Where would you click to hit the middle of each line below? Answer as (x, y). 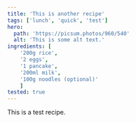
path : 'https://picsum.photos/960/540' (72, 33)
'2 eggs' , (34, 60)
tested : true (26, 92)
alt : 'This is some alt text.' (59, 40)
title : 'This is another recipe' (56, 14)
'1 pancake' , (39, 66)
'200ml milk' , (40, 72)
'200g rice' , (39, 53)
